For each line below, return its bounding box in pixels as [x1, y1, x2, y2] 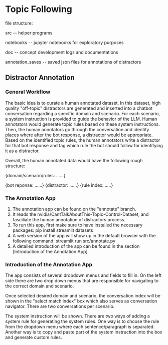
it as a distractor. [5, 148, 40, 154]
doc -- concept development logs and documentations [5, 49, 119, 55]
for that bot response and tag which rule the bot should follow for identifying [5, 142, 163, 148]
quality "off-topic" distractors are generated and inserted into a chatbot [5, 105, 153, 111]
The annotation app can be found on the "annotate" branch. [12, 206, 136, 212]
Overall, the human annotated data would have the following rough [5, 157, 143, 163]
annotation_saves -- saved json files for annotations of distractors [5, 59, 141, 65]
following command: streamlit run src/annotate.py [12, 238, 116, 244]
